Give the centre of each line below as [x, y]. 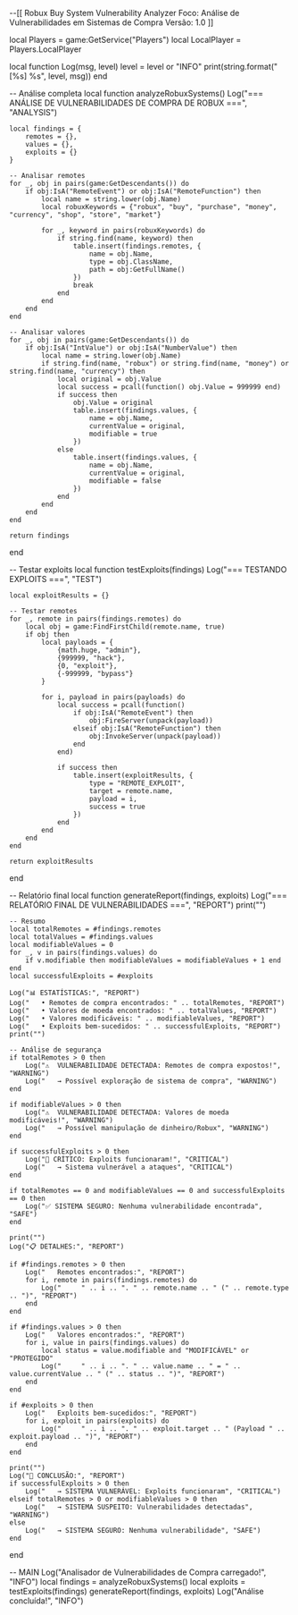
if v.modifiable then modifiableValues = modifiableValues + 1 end [153, 960]
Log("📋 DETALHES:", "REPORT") [67, 1247]
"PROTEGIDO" [31, 1358]
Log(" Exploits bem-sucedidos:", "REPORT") [112, 1413]
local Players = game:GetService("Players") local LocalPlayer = [125, 40]
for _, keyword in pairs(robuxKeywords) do [123, 231]
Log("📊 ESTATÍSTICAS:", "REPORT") [74, 993]
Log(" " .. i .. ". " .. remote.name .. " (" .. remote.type [166, 1288]
